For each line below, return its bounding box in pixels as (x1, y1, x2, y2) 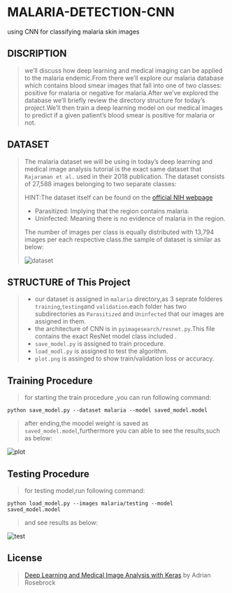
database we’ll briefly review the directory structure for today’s (24, 96, 205, 104)
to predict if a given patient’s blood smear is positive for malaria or (24, 111, 215, 119)
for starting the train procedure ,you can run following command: (24, 393, 212, 402)
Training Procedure (7, 375, 93, 386)
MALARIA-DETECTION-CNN (7, 4, 175, 20)
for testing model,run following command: (24, 487, 145, 494)
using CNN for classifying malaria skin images (7, 27, 140, 36)
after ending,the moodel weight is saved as (24, 419, 149, 428)
